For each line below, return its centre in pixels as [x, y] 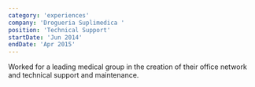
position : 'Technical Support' [59, 30]
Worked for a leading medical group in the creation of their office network [128, 67]
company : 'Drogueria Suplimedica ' [67, 23]
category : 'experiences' [49, 15]
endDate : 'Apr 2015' [42, 45]
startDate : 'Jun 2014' [45, 37]
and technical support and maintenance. [74, 75]
